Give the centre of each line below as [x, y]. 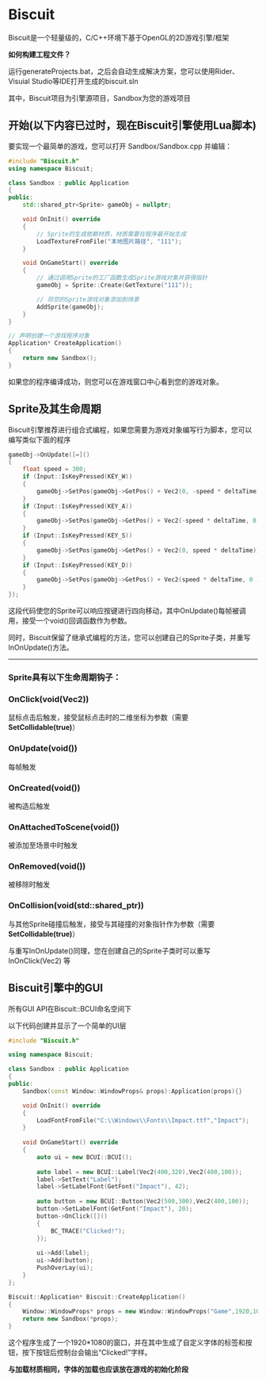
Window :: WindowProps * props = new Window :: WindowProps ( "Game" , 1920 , [138, 1312]
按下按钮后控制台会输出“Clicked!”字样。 [87, 1352]
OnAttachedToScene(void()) [64, 827]
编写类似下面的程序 [40, 439]
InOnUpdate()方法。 [41, 647]
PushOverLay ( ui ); [65, 1268]
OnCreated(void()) [44, 788]
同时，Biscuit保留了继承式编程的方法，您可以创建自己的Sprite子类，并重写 [129, 638]
